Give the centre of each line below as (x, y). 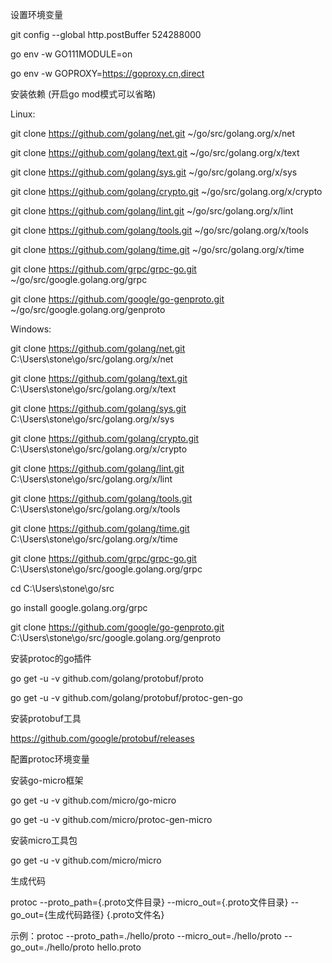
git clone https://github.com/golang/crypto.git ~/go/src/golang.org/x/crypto (166, 191)
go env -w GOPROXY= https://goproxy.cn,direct (107, 73)
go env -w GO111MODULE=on (71, 54)
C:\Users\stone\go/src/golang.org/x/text (93, 389)
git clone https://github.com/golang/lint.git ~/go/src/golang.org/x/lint (152, 211)
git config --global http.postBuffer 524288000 (106, 34)
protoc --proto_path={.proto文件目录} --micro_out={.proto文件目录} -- (155, 902)
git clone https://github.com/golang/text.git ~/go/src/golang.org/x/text (155, 152)
